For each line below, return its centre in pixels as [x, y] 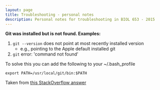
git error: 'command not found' [45, 54]
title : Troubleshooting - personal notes [50, 15]
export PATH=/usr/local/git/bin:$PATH [46, 73]
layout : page [19, 10]
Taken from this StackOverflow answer [46, 83]
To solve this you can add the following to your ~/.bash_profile [70, 64]
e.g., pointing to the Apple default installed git [68, 49]
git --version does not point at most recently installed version [78, 43]
